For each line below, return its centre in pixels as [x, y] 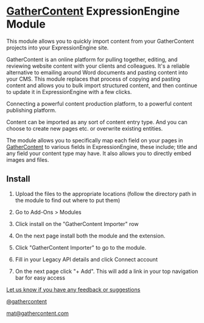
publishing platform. [31, 110]
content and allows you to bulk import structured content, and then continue [102, 85]
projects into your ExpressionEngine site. [58, 48]
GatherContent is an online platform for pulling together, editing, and [92, 59]
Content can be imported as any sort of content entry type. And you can [97, 122]
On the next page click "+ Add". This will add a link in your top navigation [107, 271]
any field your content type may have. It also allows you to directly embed [99, 153]
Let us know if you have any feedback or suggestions [73, 289]
